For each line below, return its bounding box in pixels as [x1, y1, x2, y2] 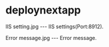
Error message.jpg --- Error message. [5, 34, 97, 41]
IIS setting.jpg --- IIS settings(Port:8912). [5, 23, 104, 30]
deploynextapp [5, 4, 81, 17]
